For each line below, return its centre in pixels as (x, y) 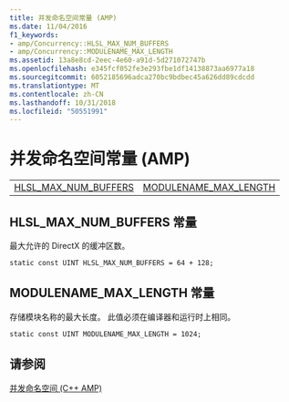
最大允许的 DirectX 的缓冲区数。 (70, 246)
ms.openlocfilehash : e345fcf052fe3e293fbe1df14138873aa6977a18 (132, 69)
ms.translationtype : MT (55, 86)
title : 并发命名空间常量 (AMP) (63, 18)
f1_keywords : (34, 35)
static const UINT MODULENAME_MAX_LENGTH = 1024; (106, 334)
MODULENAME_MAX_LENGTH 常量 (112, 293)
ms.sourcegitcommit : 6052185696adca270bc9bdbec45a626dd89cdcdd (132, 77)
